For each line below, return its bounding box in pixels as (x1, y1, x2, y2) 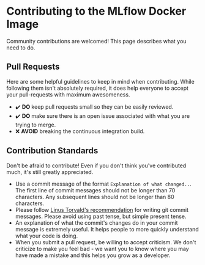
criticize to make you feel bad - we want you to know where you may (15, 245, 189, 252)
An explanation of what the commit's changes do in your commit (15, 219, 179, 227)
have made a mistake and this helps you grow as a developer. (15, 252, 171, 259)
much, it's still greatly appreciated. (6, 168, 94, 175)
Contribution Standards (6, 145, 99, 156)
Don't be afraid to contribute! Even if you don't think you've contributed (6, 162, 187, 169)
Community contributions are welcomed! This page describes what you (6, 37, 187, 45)
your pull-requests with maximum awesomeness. (6, 90, 130, 98)
